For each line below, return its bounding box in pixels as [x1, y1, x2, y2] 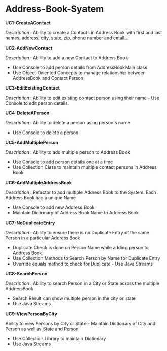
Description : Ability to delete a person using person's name [5, 119, 130, 125]
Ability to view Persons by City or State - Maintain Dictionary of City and [5, 320, 156, 326]
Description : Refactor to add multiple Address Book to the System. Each [5, 189, 156, 195]
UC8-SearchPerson [5, 270, 48, 276]
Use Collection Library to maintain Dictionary [12, 335, 106, 341]
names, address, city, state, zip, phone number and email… [5, 35, 129, 41]
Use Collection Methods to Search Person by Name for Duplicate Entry [12, 255, 160, 261]
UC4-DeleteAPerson [5, 110, 50, 116]
